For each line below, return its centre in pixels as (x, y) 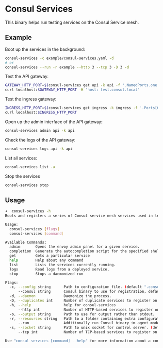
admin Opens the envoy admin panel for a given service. (74, 247)
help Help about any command (46, 260)
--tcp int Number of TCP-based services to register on (88, 332)
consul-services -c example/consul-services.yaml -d (59, 58)
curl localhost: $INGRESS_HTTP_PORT (41, 112)
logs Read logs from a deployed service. (59, 269)
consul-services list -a (30, 167)
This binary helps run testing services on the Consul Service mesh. (72, 22)
